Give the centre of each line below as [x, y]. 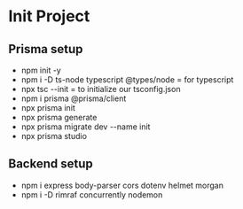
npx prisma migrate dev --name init [86, 127]
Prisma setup [46, 49]
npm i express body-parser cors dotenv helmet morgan [122, 185]
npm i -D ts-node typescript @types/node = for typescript [127, 80]
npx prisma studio [54, 136]
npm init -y [41, 70]
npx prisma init [48, 108]
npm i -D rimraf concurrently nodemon [92, 194]
